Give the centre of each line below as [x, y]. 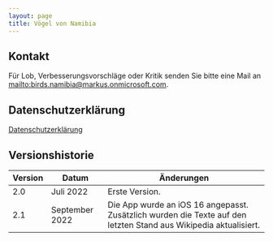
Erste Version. [134, 192]
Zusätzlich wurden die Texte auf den [177, 214]
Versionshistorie [52, 155]
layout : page [30, 16]
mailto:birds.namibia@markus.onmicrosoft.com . [89, 84]
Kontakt [29, 56]
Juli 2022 [70, 192]
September [73, 209]
